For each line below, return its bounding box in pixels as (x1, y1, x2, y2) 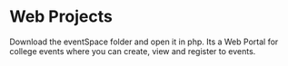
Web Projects (9, 6, 114, 27)
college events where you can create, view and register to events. (9, 45, 256, 56)
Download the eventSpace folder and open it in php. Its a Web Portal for (9, 36, 279, 47)
